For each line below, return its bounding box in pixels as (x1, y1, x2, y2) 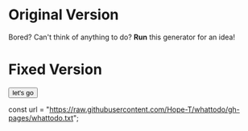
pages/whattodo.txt (8, 113, 74, 122)
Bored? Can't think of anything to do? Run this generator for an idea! (8, 32, 236, 42)
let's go (12, 88, 34, 97)
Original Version (8, 6, 119, 24)
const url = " (8, 104, 50, 114)
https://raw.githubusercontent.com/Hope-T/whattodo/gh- (49, 104, 240, 114)
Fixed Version (8, 60, 102, 79)
